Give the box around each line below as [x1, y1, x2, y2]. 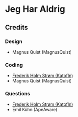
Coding [5, 61, 23, 68]
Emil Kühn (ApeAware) [12, 107, 58, 113]
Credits [5, 23, 28, 32]
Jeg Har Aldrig [5, 3, 65, 15]
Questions [5, 90, 30, 97]
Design [5, 38, 23, 45]
